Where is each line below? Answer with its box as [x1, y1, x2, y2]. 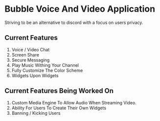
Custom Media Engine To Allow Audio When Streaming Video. [11, 100, 137, 105]
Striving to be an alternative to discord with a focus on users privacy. [4, 20, 143, 25]
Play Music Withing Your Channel [11, 62, 79, 68]
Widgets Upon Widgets [11, 72, 59, 79]
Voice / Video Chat [11, 46, 50, 52]
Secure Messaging [11, 57, 50, 63]
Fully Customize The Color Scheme [11, 67, 83, 73]
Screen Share [11, 52, 40, 58]
